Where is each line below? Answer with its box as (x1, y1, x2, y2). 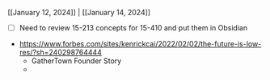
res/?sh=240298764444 (19, 48, 103, 58)
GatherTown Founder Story (31, 56, 122, 66)
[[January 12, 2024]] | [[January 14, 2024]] (7, 8, 151, 17)
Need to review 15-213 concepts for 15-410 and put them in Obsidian (19, 23, 248, 32)
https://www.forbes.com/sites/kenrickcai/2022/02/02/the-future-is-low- (19, 39, 262, 49)
